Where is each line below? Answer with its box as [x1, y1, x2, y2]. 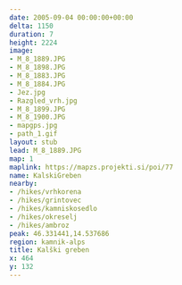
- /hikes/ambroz [9, 221, 70, 230]
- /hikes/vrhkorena [9, 188, 82, 197]
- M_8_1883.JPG [9, 71, 66, 80]
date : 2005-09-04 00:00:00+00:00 [9, 13, 134, 22]
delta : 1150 [9, 21, 54, 30]
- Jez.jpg [9, 88, 46, 96]
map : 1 [9, 154, 34, 163]
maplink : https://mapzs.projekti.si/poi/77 [9, 163, 174, 172]
